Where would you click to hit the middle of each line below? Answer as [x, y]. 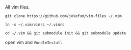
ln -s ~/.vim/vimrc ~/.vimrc [35, 25]
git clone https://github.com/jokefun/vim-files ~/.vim [63, 16]
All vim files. [17, 7]
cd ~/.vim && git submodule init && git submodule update [65, 33]
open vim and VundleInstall [34, 42]
